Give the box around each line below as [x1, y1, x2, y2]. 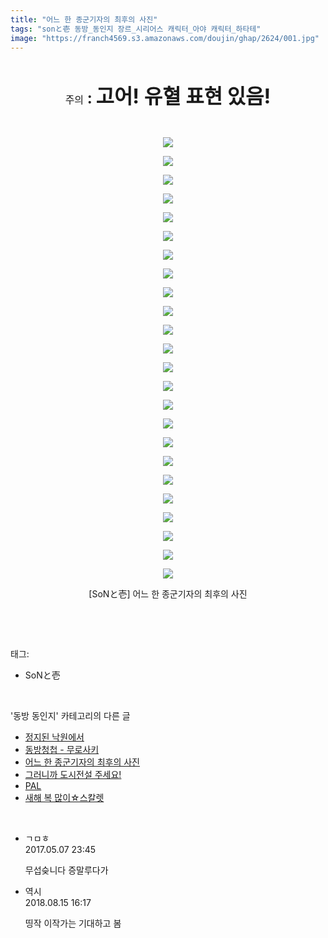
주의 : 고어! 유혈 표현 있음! [64, 84, 272, 110]
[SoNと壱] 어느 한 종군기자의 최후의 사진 [88, 588, 248, 600]
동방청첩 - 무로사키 [24, 744, 100, 756]
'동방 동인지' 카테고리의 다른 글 [10, 710, 131, 722]
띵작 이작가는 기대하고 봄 [24, 917, 122, 930]
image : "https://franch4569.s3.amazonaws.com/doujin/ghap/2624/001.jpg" [10, 33, 320, 43]
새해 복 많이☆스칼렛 [24, 792, 105, 804]
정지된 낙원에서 [24, 731, 85, 743]
